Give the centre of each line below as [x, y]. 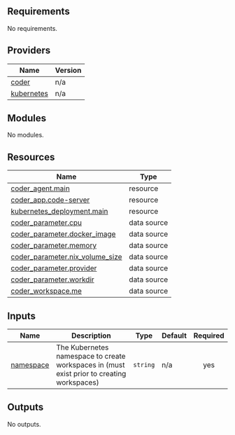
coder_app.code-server [50, 200]
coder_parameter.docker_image [63, 234]
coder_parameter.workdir [52, 279]
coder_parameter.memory [54, 246]
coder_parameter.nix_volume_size [66, 257]
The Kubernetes [82, 347]
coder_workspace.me [47, 291]
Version [68, 70]
